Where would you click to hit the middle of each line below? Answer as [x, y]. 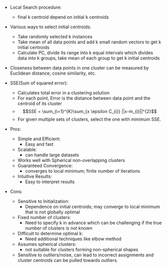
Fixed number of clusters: [44, 217]
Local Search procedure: [36, 7]
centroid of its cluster [40, 103]
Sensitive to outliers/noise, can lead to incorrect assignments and [86, 255]
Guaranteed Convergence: [45, 166]
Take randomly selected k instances [55, 37]
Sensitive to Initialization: [43, 201]
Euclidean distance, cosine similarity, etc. [53, 73]
